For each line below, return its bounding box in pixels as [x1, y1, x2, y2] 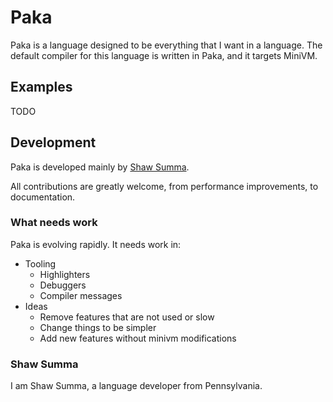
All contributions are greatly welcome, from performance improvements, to [10, 180, 319, 192]
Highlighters [39, 268, 91, 280]
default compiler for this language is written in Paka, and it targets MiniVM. [10, 49, 318, 61]
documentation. [10, 191, 76, 203]
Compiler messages [39, 289, 123, 301]
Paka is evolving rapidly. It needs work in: [10, 238, 182, 250]
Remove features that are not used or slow [39, 311, 215, 323]
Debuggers [39, 279, 87, 291]
